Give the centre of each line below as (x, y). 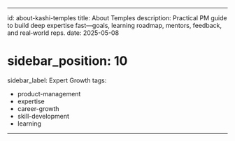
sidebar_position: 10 (67, 61)
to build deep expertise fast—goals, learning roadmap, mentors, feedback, (115, 25)
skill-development (43, 116)
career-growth (38, 108)
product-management (49, 94)
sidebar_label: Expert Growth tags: (57, 80)
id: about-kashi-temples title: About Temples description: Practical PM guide (117, 18)
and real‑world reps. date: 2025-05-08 (63, 33)
